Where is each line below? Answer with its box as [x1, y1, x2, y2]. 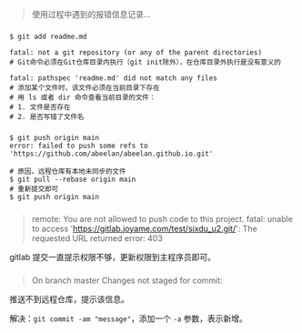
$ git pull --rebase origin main [9, 175, 136, 184]
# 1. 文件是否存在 [9, 102, 71, 112]
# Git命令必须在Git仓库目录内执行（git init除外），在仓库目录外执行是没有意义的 [9, 57, 282, 66]
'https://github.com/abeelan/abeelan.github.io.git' [9, 149, 214, 158]
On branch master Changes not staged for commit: [31, 275, 223, 286]
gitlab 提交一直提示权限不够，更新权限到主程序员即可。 [9, 251, 216, 262]
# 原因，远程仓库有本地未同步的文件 [9, 166, 126, 176]
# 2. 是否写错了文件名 [9, 112, 85, 121]
